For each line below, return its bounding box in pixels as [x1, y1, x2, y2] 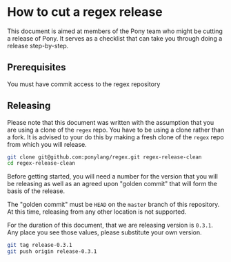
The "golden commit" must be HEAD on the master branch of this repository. [7, 201, 220, 209]
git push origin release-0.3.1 [7, 248, 97, 255]
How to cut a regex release [7, 4, 163, 20]
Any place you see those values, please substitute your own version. [7, 228, 202, 236]
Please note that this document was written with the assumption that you [7, 118, 214, 126]
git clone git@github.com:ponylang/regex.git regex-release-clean [7, 153, 202, 161]
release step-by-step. [7, 41, 69, 50]
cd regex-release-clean [7, 160, 76, 167]
